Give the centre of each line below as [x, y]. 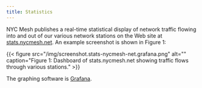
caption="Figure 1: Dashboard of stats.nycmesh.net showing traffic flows [98, 60]
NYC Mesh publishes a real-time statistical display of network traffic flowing [101, 29]
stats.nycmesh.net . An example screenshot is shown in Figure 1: [86, 42]
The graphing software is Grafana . [49, 78]
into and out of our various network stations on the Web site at [84, 36]
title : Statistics [29, 12]
